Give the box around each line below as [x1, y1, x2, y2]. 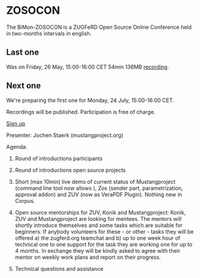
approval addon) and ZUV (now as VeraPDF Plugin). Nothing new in [14, 190, 182, 198]
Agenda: [6, 143, 28, 150]
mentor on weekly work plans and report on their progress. [14, 253, 161, 261]
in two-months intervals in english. [6, 29, 92, 37]
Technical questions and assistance [14, 265, 104, 272]
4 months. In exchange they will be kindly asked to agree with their [14, 247, 181, 254]
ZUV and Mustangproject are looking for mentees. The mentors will [14, 215, 182, 222]
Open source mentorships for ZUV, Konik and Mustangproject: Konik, [14, 208, 186, 216]
